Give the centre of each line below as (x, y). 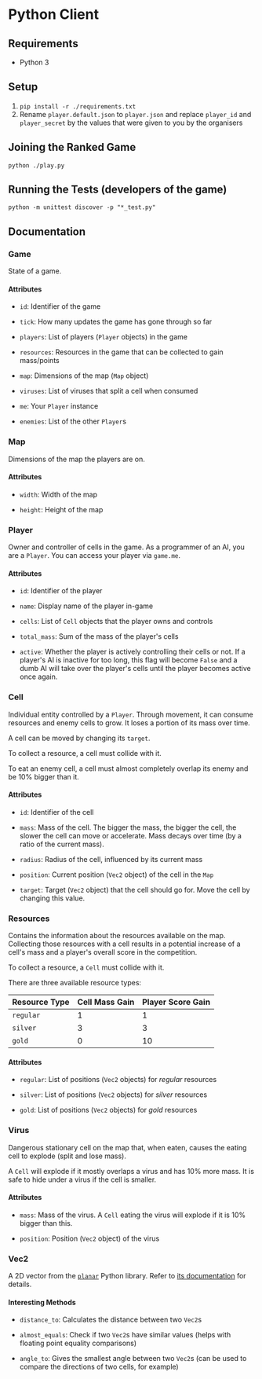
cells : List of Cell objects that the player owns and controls (116, 622)
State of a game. (35, 271)
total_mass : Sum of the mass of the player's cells (99, 636)
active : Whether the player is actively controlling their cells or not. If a (132, 652)
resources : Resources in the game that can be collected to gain (121, 352)
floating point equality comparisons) (78, 1343)
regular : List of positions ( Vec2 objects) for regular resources (118, 1080)
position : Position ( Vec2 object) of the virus (89, 1238)
